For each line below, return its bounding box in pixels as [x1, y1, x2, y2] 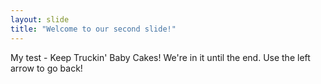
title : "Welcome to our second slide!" [10, 24, 177, 34]
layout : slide [10, 14, 70, 25]
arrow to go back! [10, 62, 83, 74]
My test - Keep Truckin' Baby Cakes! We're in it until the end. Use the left [10, 51, 311, 63]
